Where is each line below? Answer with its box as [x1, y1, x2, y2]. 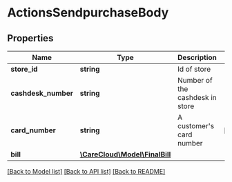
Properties [7, 32, 54, 44]
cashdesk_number [10, 88, 74, 98]
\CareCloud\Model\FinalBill [79, 150, 171, 159]
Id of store [177, 64, 211, 74]
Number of [177, 76, 213, 85]
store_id [10, 64, 38, 74]
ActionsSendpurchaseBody [7, 5, 169, 21]
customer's [177, 121, 215, 130]
